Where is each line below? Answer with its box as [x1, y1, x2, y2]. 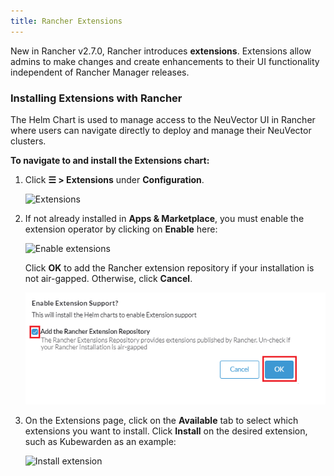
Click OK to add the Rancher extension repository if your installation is [24, 261, 315, 274]
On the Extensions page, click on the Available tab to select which [24, 415, 299, 427]
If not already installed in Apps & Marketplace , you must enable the [24, 212, 305, 224]
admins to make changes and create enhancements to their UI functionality [10, 55, 320, 67]
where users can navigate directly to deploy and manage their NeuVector [10, 124, 312, 136]
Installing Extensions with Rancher [10, 91, 183, 105]
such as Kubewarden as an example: [24, 436, 177, 448]
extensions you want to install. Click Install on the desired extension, [24, 425, 308, 437]
